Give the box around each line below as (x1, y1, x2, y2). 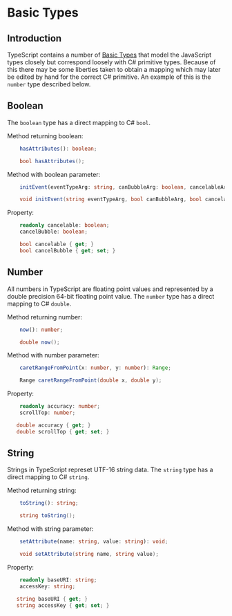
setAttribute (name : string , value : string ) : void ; (19, 538, 168, 545)
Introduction (7, 32, 62, 44)
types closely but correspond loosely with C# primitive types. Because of (7, 58, 216, 66)
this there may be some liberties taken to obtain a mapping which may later (7, 66, 221, 73)
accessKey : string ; (19, 583, 76, 590)
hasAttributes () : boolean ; (19, 145, 97, 152)
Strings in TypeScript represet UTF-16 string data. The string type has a (7, 465, 213, 474)
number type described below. (7, 80, 91, 88)
